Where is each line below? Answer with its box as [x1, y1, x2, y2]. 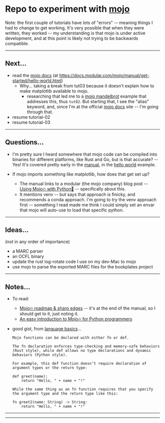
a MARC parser [12, 248, 43, 254]
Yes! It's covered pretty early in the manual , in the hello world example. [12, 161, 156, 167]
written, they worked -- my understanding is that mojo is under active [5, 30, 146, 36]
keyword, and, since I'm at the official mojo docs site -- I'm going [27, 104, 159, 109]
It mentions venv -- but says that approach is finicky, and [19, 191, 136, 197]
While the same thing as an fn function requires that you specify [12, 387, 153, 392]
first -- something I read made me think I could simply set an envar [19, 202, 155, 208]
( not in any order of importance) [5, 239, 70, 245]
